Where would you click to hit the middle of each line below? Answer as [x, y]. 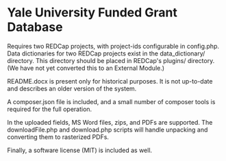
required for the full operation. [50, 109]
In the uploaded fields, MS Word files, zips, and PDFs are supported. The [110, 122]
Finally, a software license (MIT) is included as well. [80, 150]
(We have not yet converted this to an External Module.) [86, 68]
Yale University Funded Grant [92, 13]
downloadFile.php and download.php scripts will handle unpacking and [108, 129]
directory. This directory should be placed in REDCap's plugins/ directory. [111, 60]
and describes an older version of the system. [72, 88]
